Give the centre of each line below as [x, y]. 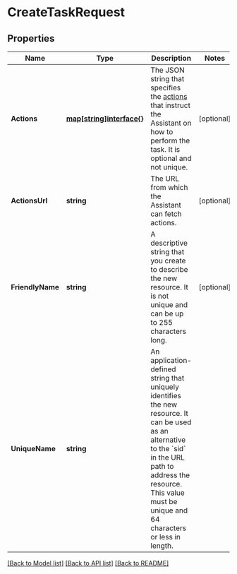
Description [171, 58]
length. [162, 546]
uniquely [165, 387]
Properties [31, 38]
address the [170, 475]
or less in [166, 537]
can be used [171, 422]
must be [164, 502]
